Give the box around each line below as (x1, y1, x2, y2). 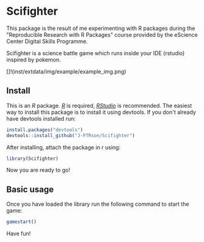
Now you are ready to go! (6, 167, 70, 174)
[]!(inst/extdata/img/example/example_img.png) (6, 67, 126, 75)
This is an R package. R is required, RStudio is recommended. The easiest (6, 102, 192, 109)
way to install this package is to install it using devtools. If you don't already (6, 108, 197, 116)
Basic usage (6, 184, 54, 194)
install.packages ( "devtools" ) (6, 127, 84, 133)
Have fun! (6, 230, 31, 237)
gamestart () (6, 219, 37, 225)
